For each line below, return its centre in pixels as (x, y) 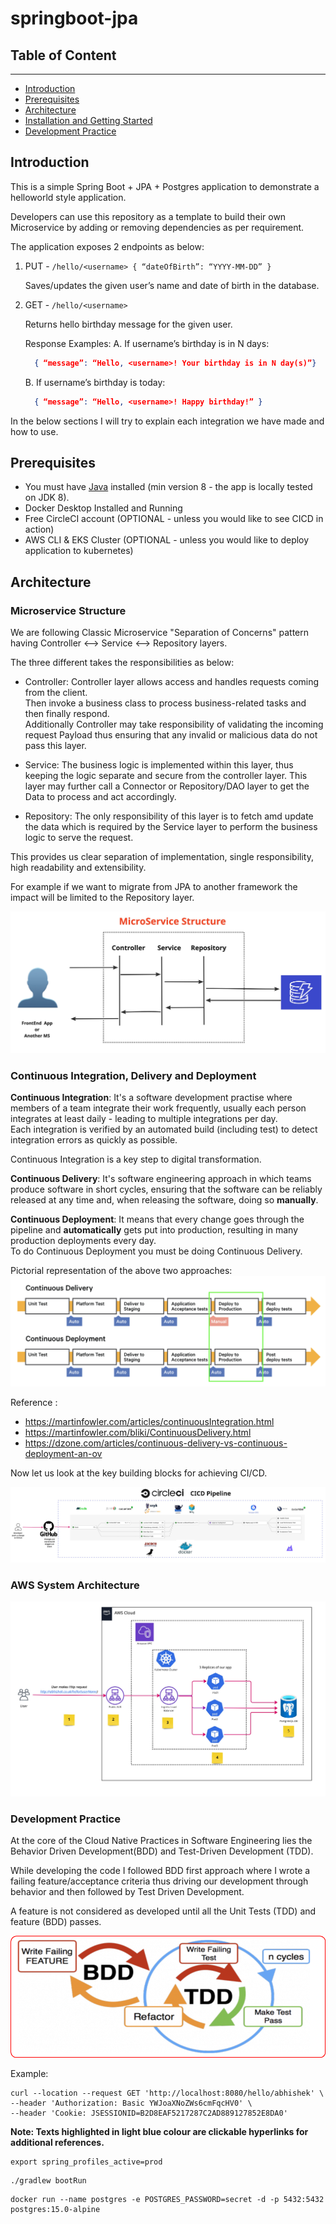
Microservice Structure (68, 610)
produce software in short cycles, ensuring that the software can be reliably (166, 1189)
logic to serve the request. (79, 838)
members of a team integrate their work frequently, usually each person (158, 1108)
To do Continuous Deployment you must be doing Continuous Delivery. (156, 1251)
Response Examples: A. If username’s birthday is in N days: (147, 343)
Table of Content (63, 55)
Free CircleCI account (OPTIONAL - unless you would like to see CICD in (174, 519)
